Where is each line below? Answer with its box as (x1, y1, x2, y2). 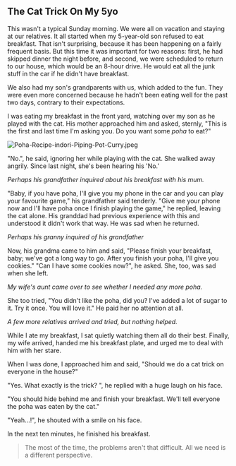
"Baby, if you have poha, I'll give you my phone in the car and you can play (7, 189, 224, 197)
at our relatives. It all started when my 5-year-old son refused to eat (7, 32, 204, 40)
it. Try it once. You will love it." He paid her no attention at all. (7, 304, 184, 312)
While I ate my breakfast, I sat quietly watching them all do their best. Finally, (7, 331, 230, 340)
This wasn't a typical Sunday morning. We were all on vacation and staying (7, 24, 225, 32)
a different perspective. (24, 450, 93, 459)
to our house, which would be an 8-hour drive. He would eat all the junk (7, 61, 216, 70)
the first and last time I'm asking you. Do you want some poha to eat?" (7, 126, 211, 135)
